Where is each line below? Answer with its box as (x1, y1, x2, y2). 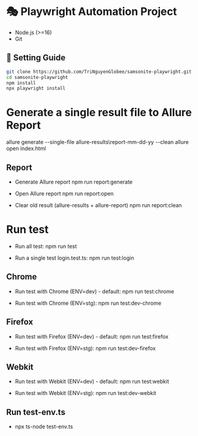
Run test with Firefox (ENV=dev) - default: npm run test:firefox (14, 332, 169, 340)
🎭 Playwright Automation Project (6, 5, 177, 19)
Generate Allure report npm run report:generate (14, 178, 133, 185)
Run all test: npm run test (14, 242, 77, 250)
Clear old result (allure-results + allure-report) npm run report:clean (14, 202, 182, 208)
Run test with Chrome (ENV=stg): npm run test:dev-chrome (14, 299, 162, 307)
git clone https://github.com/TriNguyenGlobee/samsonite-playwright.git (6, 69, 192, 75)
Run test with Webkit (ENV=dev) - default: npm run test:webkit (14, 378, 169, 385)
